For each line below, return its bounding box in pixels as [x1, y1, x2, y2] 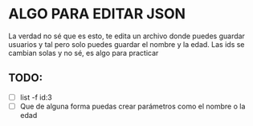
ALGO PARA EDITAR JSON [8, 5, 186, 23]
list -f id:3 [19, 93, 52, 102]
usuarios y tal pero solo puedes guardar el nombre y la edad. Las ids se [8, 39, 245, 49]
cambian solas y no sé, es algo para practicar [8, 48, 159, 57]
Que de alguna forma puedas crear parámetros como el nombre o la [19, 101, 246, 111]
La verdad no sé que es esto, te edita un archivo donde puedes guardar [8, 31, 245, 41]
